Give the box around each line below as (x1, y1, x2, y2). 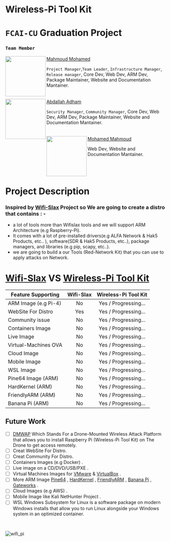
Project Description (5, 185, 90, 197)
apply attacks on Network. (12, 255, 69, 261)
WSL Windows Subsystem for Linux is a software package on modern (12, 499, 161, 506)
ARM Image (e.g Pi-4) (8, 300, 62, 307)
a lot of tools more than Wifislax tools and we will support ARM (12, 222, 146, 228)
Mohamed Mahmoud (87, 135, 132, 142)
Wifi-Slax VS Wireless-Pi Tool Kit (5, 273, 150, 284)
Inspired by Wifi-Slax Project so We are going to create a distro (5, 204, 165, 211)
